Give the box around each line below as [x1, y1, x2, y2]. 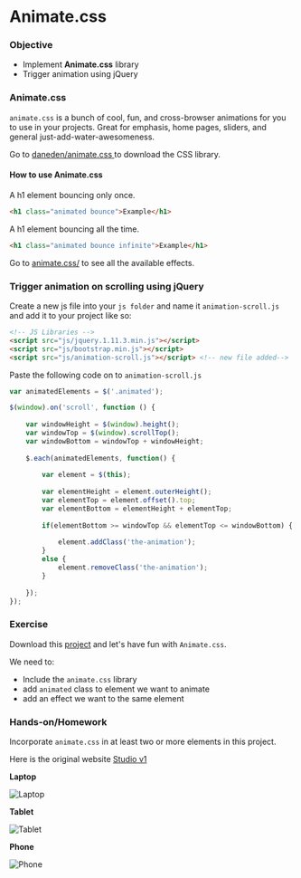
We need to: [9, 656, 55, 667]
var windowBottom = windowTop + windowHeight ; [25, 436, 204, 445]
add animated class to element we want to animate [22, 683, 211, 694]
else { [42, 555, 67, 564]
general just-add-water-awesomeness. [9, 131, 155, 142]
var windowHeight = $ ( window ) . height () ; [25, 420, 180, 429]
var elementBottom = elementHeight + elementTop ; [42, 504, 232, 513]
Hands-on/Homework [9, 715, 108, 728]
